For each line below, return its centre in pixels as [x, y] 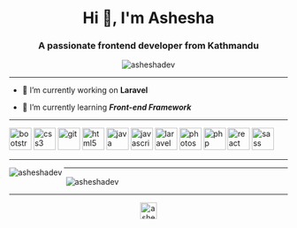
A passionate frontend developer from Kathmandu [148, 46]
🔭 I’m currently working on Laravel [85, 90]
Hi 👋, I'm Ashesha [148, 18]
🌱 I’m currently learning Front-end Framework [107, 107]
